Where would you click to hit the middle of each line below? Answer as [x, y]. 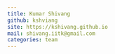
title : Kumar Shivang [39, 14]
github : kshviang [33, 20]
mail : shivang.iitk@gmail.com [52, 33]
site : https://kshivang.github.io [58, 27]
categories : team [33, 40]
